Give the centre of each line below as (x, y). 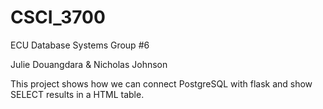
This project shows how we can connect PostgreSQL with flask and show (161, 83)
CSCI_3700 (58, 17)
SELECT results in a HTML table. (77, 94)
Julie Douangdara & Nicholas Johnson (89, 64)
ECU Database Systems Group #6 (80, 45)
